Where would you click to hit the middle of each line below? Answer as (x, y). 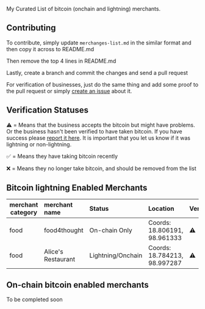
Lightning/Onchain (116, 255)
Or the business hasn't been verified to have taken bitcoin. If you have (94, 131)
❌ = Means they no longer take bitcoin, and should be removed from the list (101, 168)
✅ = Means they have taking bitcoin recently (62, 156)
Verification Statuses (48, 110)
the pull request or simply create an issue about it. (69, 91)
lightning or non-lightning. (39, 144)
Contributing (31, 28)
